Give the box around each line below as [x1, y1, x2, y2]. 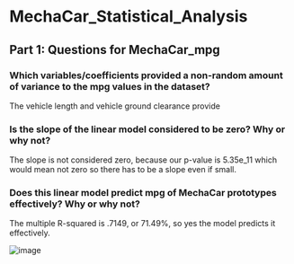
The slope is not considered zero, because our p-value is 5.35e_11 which [9, 154, 277, 165]
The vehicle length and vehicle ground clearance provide [9, 101, 220, 111]
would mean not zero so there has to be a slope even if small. [9, 164, 236, 175]
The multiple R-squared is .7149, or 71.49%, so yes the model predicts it [9, 218, 276, 229]
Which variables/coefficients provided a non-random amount [9, 69, 283, 82]
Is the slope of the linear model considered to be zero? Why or [9, 123, 286, 136]
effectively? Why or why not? [9, 198, 141, 210]
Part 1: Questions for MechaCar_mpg [9, 42, 220, 57]
